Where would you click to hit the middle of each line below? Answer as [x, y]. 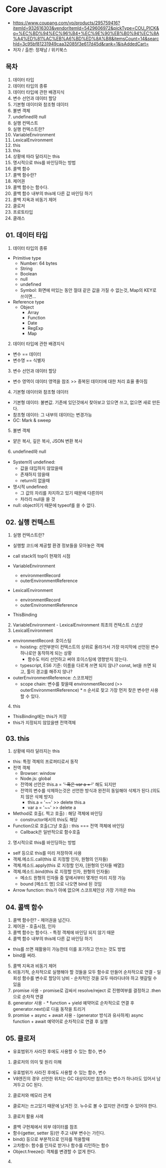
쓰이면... [28, 296]
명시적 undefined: [30, 487]
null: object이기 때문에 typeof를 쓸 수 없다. [54, 505]
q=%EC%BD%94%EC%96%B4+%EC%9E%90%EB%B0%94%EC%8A [86, 33]
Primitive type [27, 258]
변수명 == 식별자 [29, 360]
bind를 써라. [24, 955]
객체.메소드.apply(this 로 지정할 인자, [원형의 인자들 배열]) [69, 865]
